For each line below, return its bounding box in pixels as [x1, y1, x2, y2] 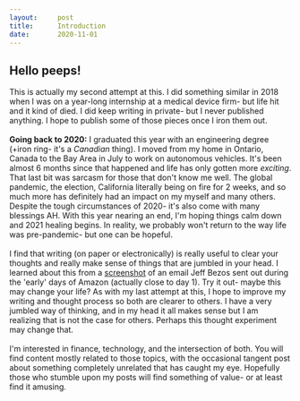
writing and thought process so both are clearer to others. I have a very [9, 296, 272, 307]
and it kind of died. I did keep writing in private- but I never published [9, 106, 264, 116]
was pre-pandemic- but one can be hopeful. [9, 229, 173, 240]
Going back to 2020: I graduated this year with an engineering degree [9, 134, 270, 145]
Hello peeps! [9, 63, 81, 78]
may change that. [9, 324, 74, 336]
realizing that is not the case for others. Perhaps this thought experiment [9, 315, 278, 326]
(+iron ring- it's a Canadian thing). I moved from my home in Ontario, [9, 144, 264, 155]
